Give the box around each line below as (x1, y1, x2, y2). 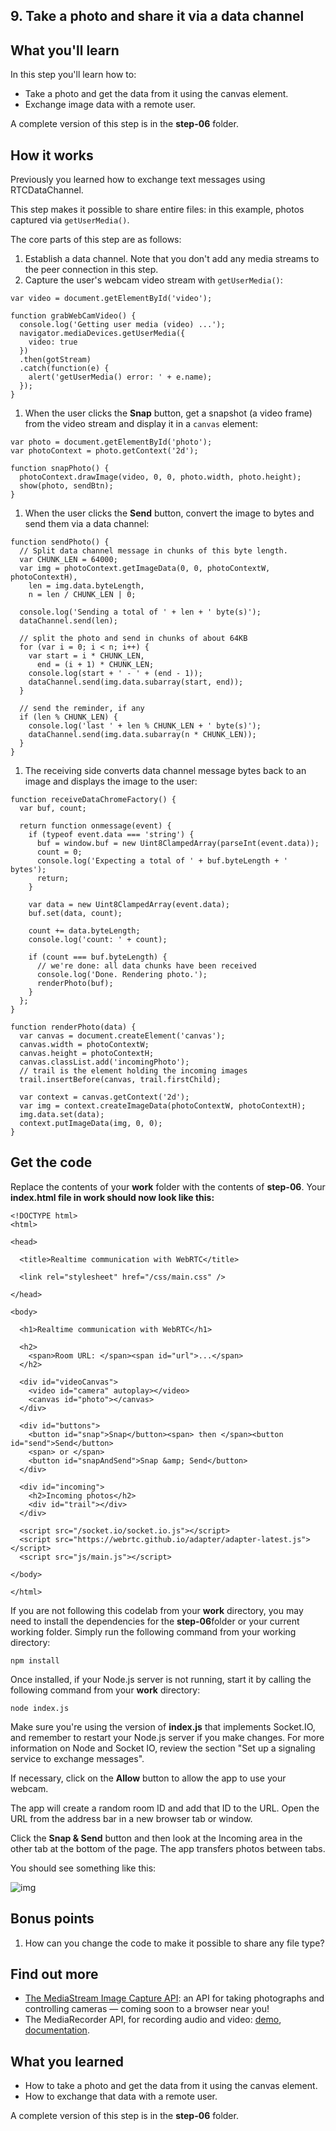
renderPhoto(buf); (36, 979, 114, 989)
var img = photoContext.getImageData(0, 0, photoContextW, (19, 564, 271, 574)
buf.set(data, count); (28, 909, 123, 919)
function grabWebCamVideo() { (10, 311, 137, 321)
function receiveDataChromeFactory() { (10, 795, 177, 805)
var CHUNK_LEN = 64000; (19, 555, 118, 565)
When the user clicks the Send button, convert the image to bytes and (24, 507, 315, 519)
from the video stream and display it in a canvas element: (24, 418, 258, 430)
